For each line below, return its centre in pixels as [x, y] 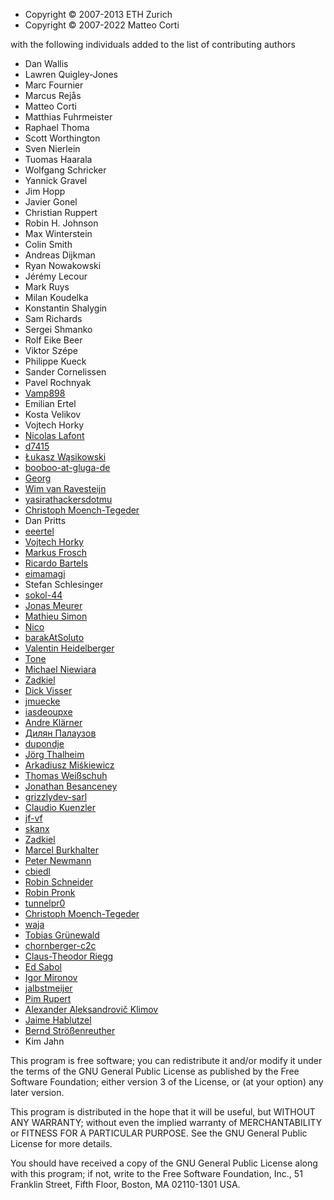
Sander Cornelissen [65, 372]
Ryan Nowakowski [63, 265]
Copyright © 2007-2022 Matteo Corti [102, 25]
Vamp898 [45, 393]
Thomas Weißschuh [66, 775]
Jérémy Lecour [56, 276]
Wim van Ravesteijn [65, 488]
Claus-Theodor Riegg [69, 956]
